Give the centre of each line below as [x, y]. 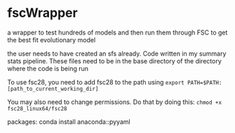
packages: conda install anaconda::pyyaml [69, 122]
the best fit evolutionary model [52, 39]
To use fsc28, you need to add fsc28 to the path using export [96, 82]
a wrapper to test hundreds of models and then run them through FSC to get [117, 32]
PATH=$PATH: [204, 82]
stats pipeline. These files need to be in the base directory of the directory [115, 61]
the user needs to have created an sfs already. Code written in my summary [117, 53]
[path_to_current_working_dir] [53, 89]
